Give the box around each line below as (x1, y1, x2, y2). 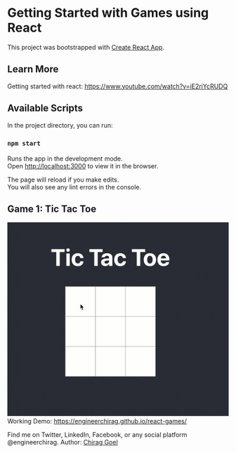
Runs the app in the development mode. (7, 154, 123, 163)
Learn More (7, 63, 59, 75)
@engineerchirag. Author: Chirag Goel (7, 438, 118, 447)
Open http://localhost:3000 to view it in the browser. (7, 161, 159, 170)
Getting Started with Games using (7, 5, 209, 21)
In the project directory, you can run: (7, 121, 113, 129)
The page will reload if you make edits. (7, 175, 119, 184)
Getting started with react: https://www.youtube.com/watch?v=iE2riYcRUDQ (7, 82, 228, 90)
